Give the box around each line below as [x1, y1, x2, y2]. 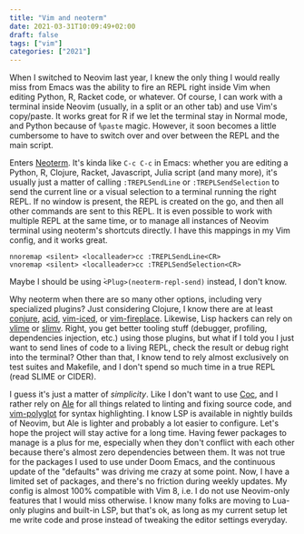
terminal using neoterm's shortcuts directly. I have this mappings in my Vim [9, 225, 290, 237]
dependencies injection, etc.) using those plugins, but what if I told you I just [9, 333, 295, 344]
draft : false [9, 30, 59, 39]
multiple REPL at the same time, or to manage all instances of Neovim [9, 216, 270, 227]
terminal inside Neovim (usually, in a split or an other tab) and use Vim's [9, 101, 278, 112]
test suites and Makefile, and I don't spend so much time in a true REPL [9, 361, 276, 373]
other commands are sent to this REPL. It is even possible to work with [9, 206, 272, 217]
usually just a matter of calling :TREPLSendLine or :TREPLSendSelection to [9, 176, 279, 187]
